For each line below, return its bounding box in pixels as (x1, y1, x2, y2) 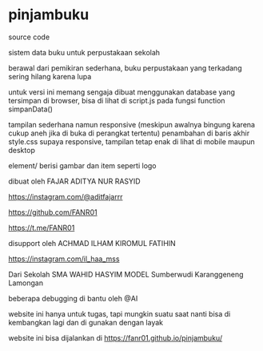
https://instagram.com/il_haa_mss (8, 254, 120, 264)
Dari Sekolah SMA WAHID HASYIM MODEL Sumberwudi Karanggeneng (8, 269, 244, 279)
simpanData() (8, 104, 54, 114)
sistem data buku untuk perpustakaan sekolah (8, 47, 161, 57)
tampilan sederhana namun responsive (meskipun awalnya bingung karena (8, 119, 256, 129)
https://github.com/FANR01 (8, 207, 98, 217)
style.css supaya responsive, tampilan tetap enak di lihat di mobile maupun (8, 136, 256, 146)
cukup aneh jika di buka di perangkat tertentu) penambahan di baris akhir (8, 128, 250, 138)
